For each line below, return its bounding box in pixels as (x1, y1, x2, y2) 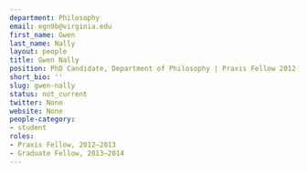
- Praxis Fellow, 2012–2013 (9, 140, 117, 149)
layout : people (9, 47, 68, 56)
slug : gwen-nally (9, 81, 76, 90)
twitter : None (9, 97, 64, 107)
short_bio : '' (9, 73, 64, 82)
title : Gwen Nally (9, 56, 79, 65)
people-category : (9, 115, 76, 124)
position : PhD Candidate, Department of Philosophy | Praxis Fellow (9, 65, 276, 74)
